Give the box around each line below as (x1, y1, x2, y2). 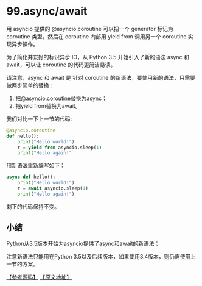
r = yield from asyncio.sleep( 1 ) (17, 145, 102, 151)
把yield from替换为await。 (15, 102, 81, 109)
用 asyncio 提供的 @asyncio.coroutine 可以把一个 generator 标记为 (6, 25, 173, 32)
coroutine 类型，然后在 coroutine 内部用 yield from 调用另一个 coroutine (6, 32, 187, 40)
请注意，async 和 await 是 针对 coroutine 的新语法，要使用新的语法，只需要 (6, 74, 196, 81)
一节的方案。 (6, 260, 38, 268)
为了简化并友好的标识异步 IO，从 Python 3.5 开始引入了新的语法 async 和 (6, 53, 190, 60)
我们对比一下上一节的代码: (6, 115, 72, 123)
